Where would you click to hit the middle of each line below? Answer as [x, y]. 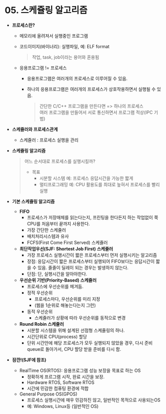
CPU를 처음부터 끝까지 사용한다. [58, 223]
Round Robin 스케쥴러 [42, 324]
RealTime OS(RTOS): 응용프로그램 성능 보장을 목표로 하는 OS [80, 370]
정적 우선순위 [40, 293]
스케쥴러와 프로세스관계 [35, 129]
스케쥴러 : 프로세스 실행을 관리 [49, 140]
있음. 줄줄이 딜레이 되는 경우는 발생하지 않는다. [83, 267]
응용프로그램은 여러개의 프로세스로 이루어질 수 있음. [77, 78]
